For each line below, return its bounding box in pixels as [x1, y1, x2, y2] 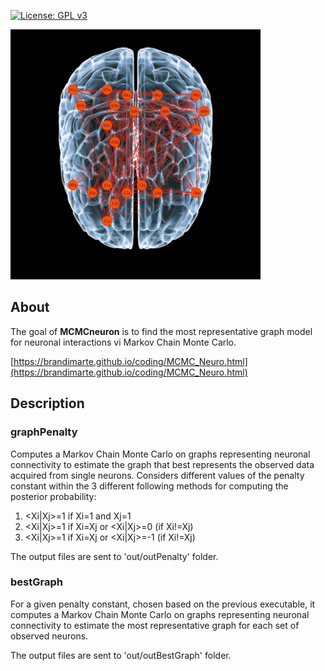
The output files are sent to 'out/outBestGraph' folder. [10, 649, 232, 661]
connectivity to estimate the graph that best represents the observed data [10, 458, 315, 470]
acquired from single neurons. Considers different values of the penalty [10, 469, 305, 481]
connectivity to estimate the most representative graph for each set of [10, 619, 300, 631]
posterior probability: [10, 490, 97, 502]
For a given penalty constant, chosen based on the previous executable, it [10, 598, 316, 610]
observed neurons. [10, 630, 89, 642]
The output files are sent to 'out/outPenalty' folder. [10, 550, 219, 562]
